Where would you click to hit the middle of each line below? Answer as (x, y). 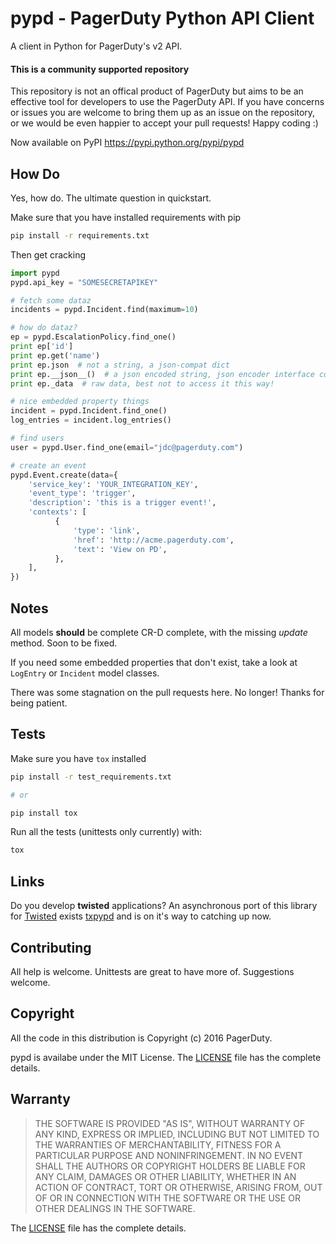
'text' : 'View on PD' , (120, 549)
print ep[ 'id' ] (42, 347)
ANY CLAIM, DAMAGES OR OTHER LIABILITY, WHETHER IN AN (165, 1176)
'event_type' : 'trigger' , (82, 493)
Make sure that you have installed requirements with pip (126, 217)
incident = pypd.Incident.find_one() (89, 411)
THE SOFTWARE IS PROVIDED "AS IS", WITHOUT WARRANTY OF (170, 1123)
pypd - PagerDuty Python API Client (162, 18)
